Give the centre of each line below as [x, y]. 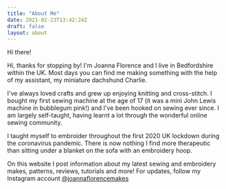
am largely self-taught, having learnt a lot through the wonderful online [107, 115]
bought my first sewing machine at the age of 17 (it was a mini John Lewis [112, 101]
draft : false [26, 26]
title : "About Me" [33, 13]
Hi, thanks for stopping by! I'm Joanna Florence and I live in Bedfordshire [110, 65]
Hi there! [19, 52]
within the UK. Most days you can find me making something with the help [112, 73]
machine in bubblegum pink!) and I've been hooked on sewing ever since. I [113, 108]
